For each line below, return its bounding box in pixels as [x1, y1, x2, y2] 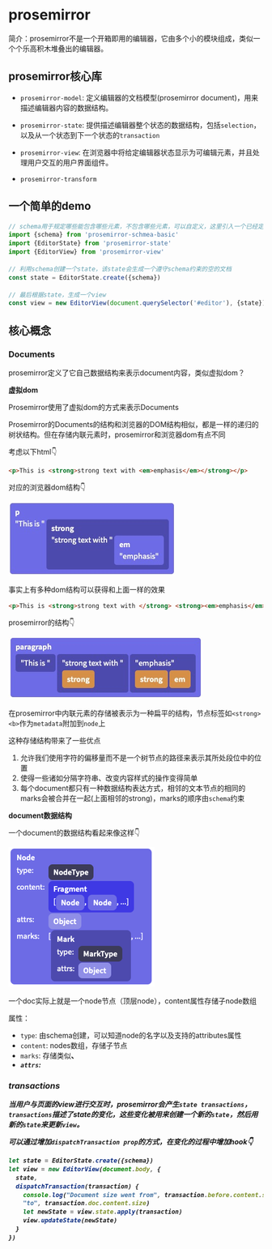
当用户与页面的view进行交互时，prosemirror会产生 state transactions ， [8, 1100, 252, 1110]
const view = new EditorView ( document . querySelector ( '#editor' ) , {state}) [8, 299, 266, 307]
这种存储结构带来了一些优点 [8, 735, 101, 745]
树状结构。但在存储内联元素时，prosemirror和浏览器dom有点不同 [8, 430, 226, 439]
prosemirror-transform [19, 175, 97, 183]
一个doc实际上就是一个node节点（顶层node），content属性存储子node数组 [8, 995, 257, 1006]
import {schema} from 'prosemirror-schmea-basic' [8, 231, 180, 239]
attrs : [19, 1059, 42, 1069]
